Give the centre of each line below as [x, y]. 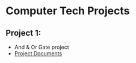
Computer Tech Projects [68, 11]
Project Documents [38, 53]
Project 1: [23, 33]
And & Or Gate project [42, 47]
